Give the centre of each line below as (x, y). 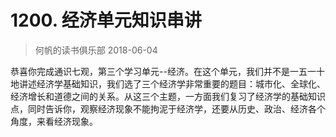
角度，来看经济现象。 (54, 121)
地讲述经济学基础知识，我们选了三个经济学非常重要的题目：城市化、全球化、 (168, 83)
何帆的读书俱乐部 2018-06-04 (96, 50)
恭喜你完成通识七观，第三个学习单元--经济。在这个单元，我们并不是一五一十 (167, 71)
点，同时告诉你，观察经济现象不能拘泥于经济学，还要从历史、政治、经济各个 (168, 108)
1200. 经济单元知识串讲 (106, 20)
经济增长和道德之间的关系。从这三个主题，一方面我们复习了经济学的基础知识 (168, 96)
